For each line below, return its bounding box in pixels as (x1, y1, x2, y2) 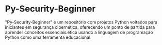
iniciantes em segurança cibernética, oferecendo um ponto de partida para (5, 24, 155, 30)
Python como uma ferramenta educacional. (5, 34, 92, 40)
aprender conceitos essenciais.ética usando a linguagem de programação (5, 29, 153, 35)
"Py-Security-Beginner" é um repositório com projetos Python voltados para (5, 19, 158, 25)
